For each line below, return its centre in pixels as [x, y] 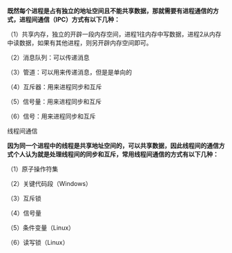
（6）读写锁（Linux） [38, 242]
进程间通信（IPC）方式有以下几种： [70, 19]
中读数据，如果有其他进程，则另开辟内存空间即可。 [80, 43]
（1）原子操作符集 [33, 169]
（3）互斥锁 [24, 198]
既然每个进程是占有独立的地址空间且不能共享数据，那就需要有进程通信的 [110, 11]
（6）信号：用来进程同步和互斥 [51, 116]
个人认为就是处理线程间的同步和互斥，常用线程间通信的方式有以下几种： [116, 154]
